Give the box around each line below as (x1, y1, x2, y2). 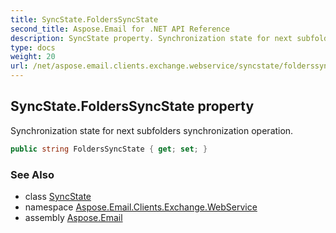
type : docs (10, 42, 56, 53)
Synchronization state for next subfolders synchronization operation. (10, 124, 294, 136)
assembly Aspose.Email (24, 211, 123, 223)
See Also (10, 167, 55, 181)
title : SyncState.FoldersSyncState (10, 14, 159, 25)
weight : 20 (10, 52, 56, 62)
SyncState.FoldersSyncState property (10, 98, 255, 115)
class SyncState (24, 190, 92, 202)
